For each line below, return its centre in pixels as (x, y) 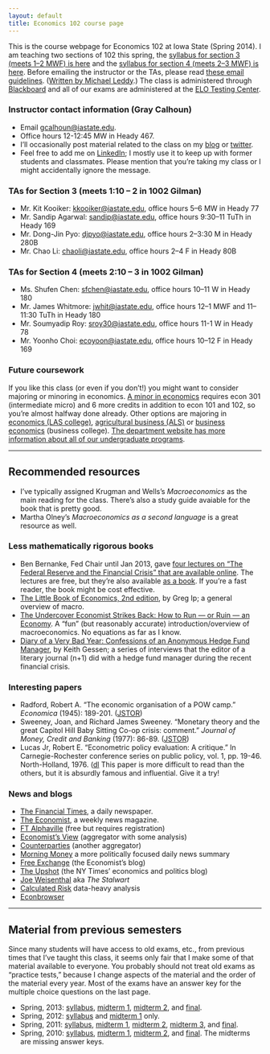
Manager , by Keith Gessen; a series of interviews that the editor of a (133, 649)
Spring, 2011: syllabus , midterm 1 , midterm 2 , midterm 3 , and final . (129, 1025)
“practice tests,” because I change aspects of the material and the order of (132, 975)
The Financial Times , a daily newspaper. (86, 811)
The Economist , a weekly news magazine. (89, 820)
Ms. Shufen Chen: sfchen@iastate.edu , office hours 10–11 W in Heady (135, 290)
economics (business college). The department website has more (117, 430)
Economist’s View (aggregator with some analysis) (103, 837)
